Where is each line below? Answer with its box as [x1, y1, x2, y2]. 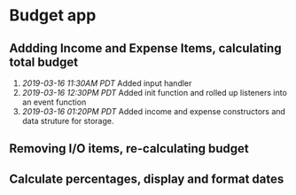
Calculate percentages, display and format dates [9, 171, 284, 186]
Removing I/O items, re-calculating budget [9, 141, 250, 156]
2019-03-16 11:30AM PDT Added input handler [21, 78, 192, 89]
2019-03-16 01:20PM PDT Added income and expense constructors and [21, 106, 286, 116]
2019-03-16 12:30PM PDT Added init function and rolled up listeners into [21, 88, 288, 97]
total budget [9, 54, 79, 69]
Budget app [9, 5, 97, 26]
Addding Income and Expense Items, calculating [9, 41, 282, 56]
